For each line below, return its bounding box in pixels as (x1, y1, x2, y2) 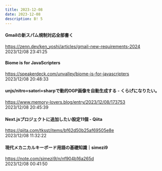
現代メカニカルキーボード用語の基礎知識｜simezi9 (5, 144, 108, 150)
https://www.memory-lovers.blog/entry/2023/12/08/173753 (5, 99, 126, 105)
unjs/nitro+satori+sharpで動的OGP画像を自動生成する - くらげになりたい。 (5, 88, 160, 94)
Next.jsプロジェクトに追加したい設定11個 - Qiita (5, 116, 102, 122)
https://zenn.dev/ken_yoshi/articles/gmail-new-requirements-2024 (5, 43, 140, 49)
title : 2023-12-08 (5, 7, 43, 12)
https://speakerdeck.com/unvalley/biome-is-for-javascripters (5, 71, 130, 77)
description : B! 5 (5, 16, 43, 21)
